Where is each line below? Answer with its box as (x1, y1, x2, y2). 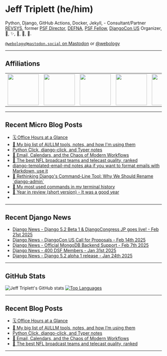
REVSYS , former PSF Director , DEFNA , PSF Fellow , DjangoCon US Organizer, (5, 25, 162, 31)
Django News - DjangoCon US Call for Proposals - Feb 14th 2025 (12, 237, 146, 243)
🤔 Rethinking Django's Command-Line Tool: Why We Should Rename (12, 173, 154, 179)
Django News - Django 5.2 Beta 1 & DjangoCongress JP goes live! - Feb (12, 226, 159, 232)
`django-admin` (12, 178, 44, 184)
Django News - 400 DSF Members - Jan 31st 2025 (12, 248, 117, 254)
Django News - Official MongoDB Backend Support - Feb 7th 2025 (12, 242, 149, 248)
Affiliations (5, 60, 40, 68)
